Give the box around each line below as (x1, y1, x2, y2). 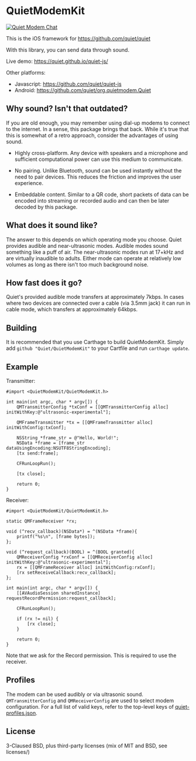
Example (6, 362, 39, 372)
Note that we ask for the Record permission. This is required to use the (6, 652, 177, 659)
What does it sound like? (6, 220, 98, 230)
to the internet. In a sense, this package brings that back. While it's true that (6, 125, 189, 133)
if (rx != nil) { (16, 616, 59, 622)
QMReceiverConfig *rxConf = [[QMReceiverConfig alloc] (16, 554, 153, 560)
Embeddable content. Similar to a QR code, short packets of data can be (14, 191, 189, 198)
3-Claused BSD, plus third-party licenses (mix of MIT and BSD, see (6, 742, 168, 749)
